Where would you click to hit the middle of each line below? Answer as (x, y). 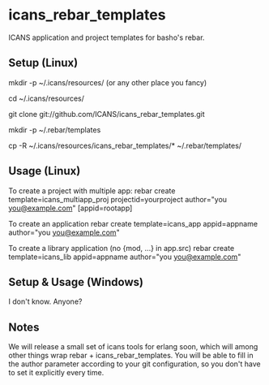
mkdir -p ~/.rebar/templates (55, 130)
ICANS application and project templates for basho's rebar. (107, 37)
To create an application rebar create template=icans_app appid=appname (133, 223)
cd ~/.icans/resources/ (47, 98)
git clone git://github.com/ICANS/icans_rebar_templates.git (107, 114)
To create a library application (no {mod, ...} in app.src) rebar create (122, 248)
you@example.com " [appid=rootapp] (70, 208)
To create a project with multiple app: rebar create (92, 190)
